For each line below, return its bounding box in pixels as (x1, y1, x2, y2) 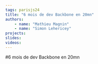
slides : (5, 36, 22, 41)
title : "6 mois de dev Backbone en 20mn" (5, 12, 94, 17)
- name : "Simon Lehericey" (14, 26, 72, 31)
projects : (5, 31, 26, 36)
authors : (5, 17, 24, 22)
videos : (5, 40, 22, 45)
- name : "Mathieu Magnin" (14, 21, 70, 27)
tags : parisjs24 (5, 7, 40, 13)
